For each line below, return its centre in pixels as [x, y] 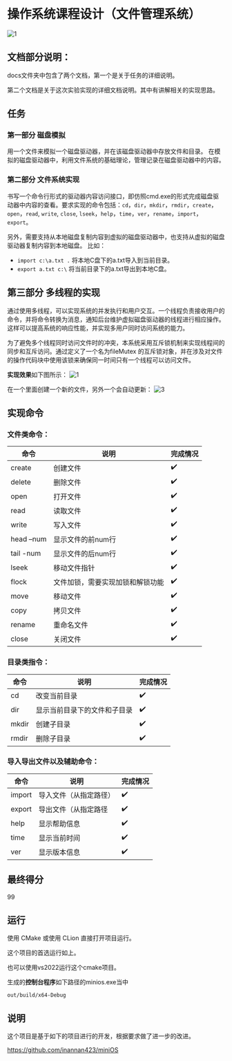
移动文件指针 [74, 567]
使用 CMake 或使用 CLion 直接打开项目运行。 [71, 938]
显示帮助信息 [59, 824]
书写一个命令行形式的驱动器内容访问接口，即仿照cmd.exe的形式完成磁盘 [110, 196]
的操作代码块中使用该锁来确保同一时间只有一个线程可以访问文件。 [101, 359]
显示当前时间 [59, 838]
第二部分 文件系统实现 [43, 180]
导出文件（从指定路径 [73, 809]
